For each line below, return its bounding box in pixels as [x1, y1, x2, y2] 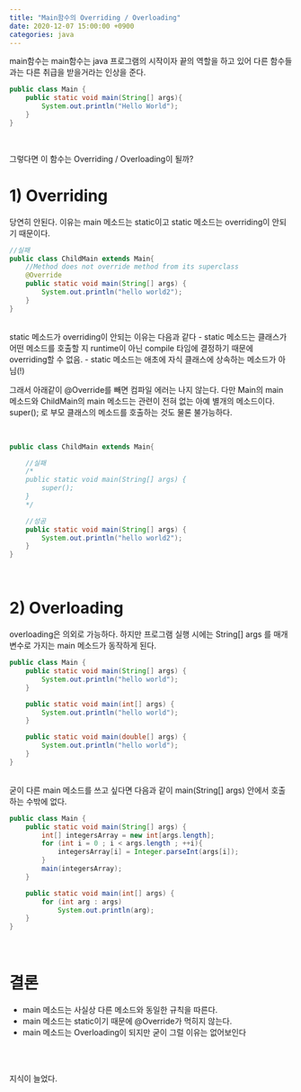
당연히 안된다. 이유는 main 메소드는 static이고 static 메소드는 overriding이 [9, 216, 270, 227]
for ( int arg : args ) [41, 897, 123, 906]
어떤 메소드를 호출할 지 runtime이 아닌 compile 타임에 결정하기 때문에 [9, 342, 254, 353]
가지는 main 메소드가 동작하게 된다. [32, 641, 157, 651]
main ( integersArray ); [41, 864, 123, 873]
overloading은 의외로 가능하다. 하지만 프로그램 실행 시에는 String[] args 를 [9, 629, 272, 640]
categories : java [9, 30, 75, 39]
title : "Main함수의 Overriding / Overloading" [9, 13, 181, 23]
